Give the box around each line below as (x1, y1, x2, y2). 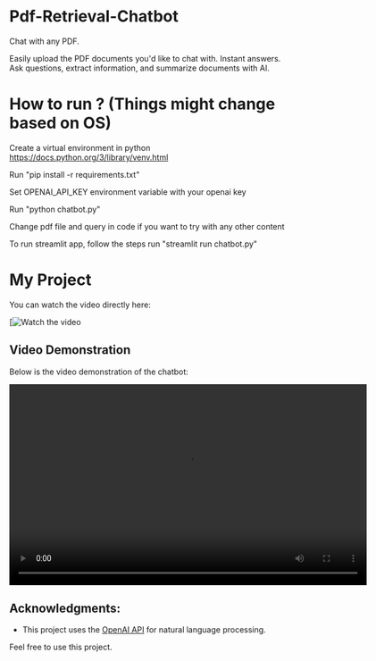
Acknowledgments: (9, 601, 121, 616)
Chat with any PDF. (9, 36, 80, 46)
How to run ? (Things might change (9, 94, 275, 114)
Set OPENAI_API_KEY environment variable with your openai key (9, 186, 247, 197)
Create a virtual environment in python (9, 142, 151, 153)
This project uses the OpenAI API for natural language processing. (21, 624, 266, 635)
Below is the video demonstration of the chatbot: (9, 366, 189, 377)
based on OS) (9, 113, 112, 133)
